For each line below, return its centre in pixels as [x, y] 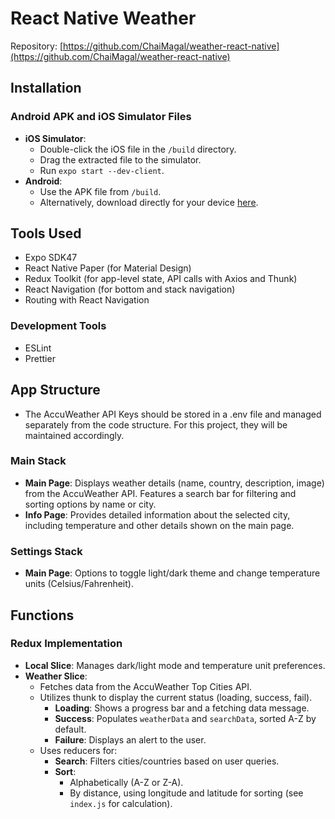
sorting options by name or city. [90, 504]
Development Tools [58, 326]
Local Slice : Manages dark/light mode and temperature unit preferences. [175, 665]
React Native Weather [103, 18]
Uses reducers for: [78, 750]
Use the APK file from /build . [100, 191]
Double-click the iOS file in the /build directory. [138, 149]
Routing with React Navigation [87, 300]
